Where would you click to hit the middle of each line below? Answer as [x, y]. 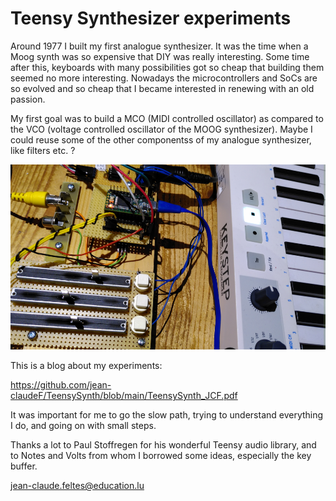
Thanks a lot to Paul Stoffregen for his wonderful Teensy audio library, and [163, 445]
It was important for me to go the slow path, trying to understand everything [167, 415]
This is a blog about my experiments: [86, 366]
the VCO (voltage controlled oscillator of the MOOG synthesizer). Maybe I [161, 129]
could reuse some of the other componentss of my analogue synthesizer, [161, 139]
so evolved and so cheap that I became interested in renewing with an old [162, 88]
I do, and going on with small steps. [83, 426]
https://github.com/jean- [61, 385]
